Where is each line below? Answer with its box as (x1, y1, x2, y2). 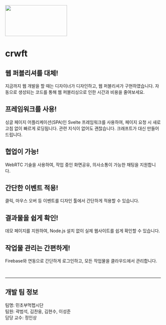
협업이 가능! (5, 147, 39, 156)
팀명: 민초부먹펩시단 (5, 302, 43, 308)
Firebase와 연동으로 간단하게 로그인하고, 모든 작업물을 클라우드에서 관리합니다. (5, 258, 157, 264)
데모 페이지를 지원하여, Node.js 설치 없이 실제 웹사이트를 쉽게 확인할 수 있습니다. (5, 228, 161, 234)
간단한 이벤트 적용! (5, 184, 58, 193)
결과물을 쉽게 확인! (5, 213, 58, 222)
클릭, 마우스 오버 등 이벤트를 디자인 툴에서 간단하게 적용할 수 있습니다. (5, 198, 139, 204)
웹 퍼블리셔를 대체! (5, 69, 58, 77)
